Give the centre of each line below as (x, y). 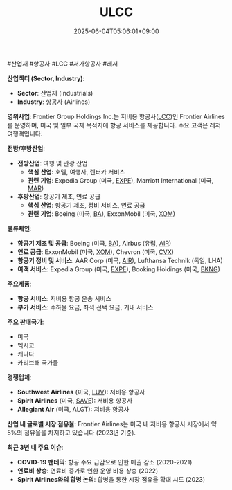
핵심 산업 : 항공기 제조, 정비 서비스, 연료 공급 (86, 205)
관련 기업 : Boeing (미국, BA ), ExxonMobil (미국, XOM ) (101, 214)
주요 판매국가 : (26, 322)
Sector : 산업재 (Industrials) (55, 93)
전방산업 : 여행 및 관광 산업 (52, 163)
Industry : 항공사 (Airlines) (54, 102)
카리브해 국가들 (38, 362)
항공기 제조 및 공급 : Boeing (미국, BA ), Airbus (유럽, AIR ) (94, 243)
